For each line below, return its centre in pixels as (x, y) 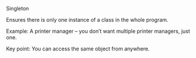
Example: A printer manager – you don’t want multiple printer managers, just (98, 31)
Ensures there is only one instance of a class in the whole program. (87, 20)
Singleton (18, 8)
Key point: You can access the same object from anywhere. (78, 49)
